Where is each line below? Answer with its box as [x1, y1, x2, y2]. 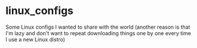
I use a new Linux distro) [5, 36, 66, 43]
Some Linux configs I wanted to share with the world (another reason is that [5, 23, 190, 30]
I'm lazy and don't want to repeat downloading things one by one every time [5, 29, 192, 36]
